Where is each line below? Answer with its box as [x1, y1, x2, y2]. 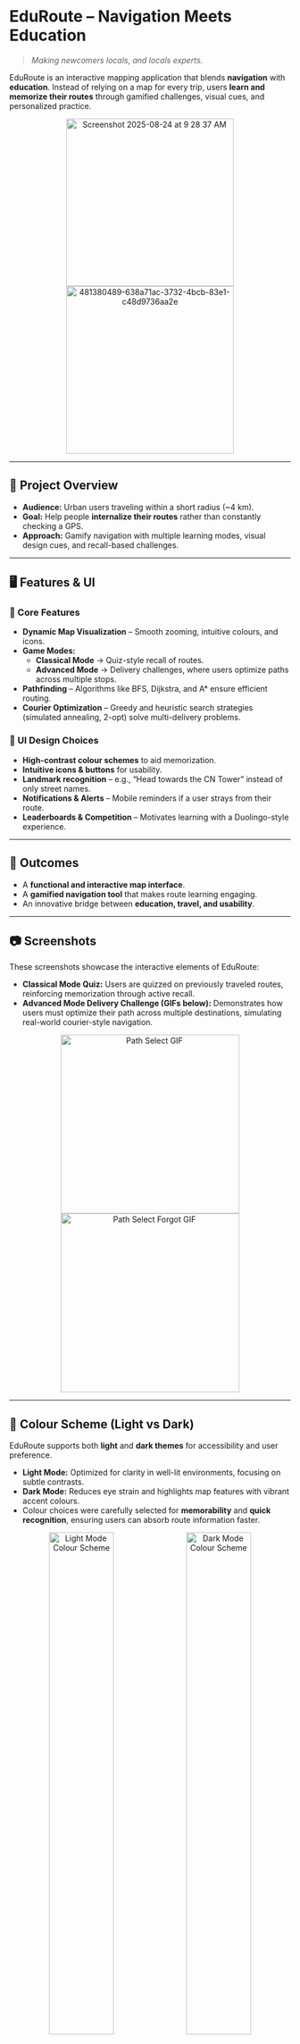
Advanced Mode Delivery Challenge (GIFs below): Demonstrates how [21, 998, 283, 1009]
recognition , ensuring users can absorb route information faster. [21, 1515, 261, 1526]
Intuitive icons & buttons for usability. [21, 764, 162, 775]
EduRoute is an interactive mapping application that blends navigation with [9, 71, 286, 82]
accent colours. [21, 1495, 80, 1507]
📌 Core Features [9, 606, 80, 618]
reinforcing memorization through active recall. [21, 988, 196, 999]
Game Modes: [21, 645, 76, 656]
